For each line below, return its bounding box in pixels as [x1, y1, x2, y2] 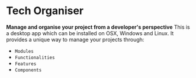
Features [14, 60, 37, 67]
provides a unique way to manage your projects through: [6, 36, 144, 43]
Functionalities [14, 55, 55, 60]
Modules [14, 48, 34, 54]
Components [14, 67, 42, 73]
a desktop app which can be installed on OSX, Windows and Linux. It [6, 29, 174, 36]
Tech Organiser [6, 4, 84, 18]
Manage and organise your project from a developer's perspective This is [6, 23, 191, 30]
